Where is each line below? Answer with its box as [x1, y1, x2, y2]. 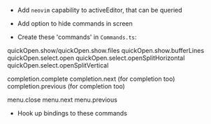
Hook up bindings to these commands [17, 109, 128, 117]
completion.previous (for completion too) [7, 82, 126, 90]
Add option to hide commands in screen [17, 20, 133, 27]
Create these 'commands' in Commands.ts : [17, 33, 137, 41]
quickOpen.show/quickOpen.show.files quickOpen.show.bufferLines [7, 47, 205, 54]
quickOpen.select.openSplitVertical [7, 61, 109, 69]
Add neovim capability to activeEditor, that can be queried [17, 6, 183, 14]
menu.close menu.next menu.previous [7, 95, 117, 104]
